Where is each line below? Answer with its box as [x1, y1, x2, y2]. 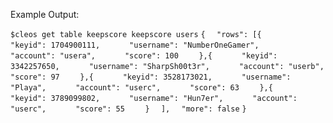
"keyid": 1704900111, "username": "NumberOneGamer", [10, 40, 260, 50]
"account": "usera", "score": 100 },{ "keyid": [10, 51, 278, 61]
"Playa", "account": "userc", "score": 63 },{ [10, 83, 273, 93]
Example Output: [10, 9, 80, 20]
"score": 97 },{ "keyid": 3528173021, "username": [10, 72, 292, 82]
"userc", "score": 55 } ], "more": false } [10, 104, 247, 114]
